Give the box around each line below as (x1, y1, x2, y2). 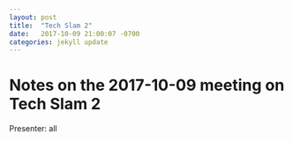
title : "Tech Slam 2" (9, 21, 93, 30)
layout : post (9, 12, 57, 22)
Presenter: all (9, 123, 57, 134)
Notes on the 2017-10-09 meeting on (9, 76, 285, 95)
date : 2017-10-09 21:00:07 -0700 (9, 29, 140, 38)
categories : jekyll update (9, 37, 109, 47)
